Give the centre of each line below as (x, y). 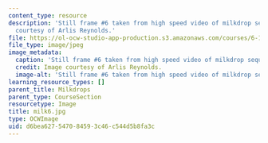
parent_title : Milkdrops (49, 89)
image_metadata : (35, 52)
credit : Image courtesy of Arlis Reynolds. (89, 68)
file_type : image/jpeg (46, 45)
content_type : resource (48, 15)
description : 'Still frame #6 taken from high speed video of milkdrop (130, 23)
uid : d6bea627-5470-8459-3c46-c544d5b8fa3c (82, 126)
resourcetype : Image (43, 104)
